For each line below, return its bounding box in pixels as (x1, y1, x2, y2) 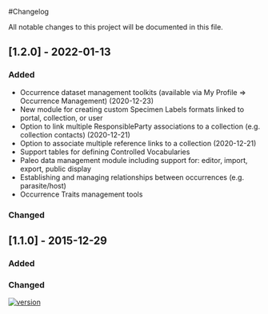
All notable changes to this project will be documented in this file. (8, 22, 224, 31)
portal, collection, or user (19, 113, 103, 122)
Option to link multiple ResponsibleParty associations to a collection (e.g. (19, 121, 261, 131)
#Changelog (8, 7, 50, 16)
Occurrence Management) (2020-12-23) (19, 96, 154, 105)
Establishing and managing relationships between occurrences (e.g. (19, 172, 245, 182)
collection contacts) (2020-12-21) (19, 129, 130, 139)
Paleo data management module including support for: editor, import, (19, 155, 248, 165)
